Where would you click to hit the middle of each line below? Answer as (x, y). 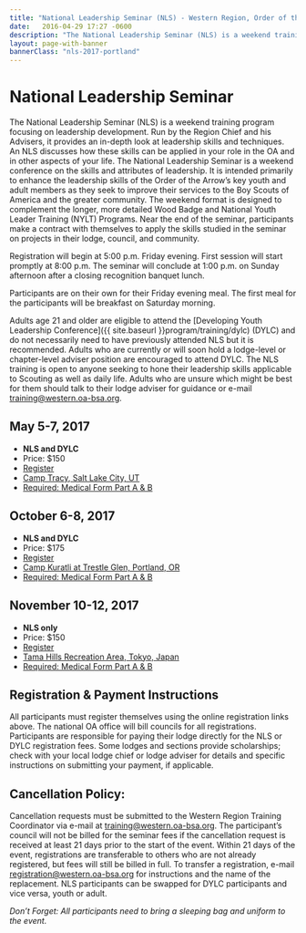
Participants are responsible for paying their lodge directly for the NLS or (146, 736)
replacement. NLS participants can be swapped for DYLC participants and (148, 884)
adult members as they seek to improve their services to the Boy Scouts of (149, 190)
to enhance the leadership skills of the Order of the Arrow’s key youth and (148, 181)
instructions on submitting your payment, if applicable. (112, 765)
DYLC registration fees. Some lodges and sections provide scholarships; (145, 746)
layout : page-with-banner (58, 43)
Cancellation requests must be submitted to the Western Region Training (146, 816)
